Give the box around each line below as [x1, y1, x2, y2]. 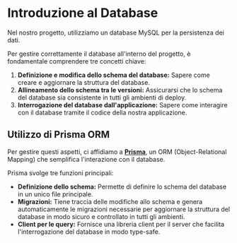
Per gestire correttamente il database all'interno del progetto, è [7, 49, 191, 58]
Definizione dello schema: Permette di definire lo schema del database [17, 182, 227, 191]
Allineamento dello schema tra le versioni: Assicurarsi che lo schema [17, 85, 223, 94]
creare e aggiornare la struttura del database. [17, 78, 151, 86]
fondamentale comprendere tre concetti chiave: [7, 57, 146, 65]
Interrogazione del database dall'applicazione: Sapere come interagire [17, 100, 228, 109]
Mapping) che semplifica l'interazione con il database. [7, 155, 166, 163]
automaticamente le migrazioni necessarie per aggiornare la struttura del [17, 205, 231, 213]
